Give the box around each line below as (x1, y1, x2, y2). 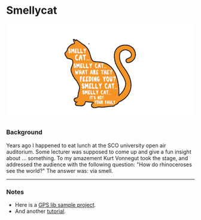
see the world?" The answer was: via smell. (6, 167, 114, 174)
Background (6, 128, 43, 136)
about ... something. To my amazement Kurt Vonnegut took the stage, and (6, 154, 188, 161)
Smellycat (6, 4, 57, 17)
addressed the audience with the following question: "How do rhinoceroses (6, 161, 193, 168)
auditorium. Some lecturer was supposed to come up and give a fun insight (6, 148, 191, 155)
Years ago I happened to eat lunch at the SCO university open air (6, 142, 166, 149)
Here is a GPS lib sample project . (14, 201, 96, 209)
